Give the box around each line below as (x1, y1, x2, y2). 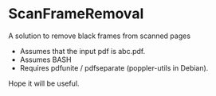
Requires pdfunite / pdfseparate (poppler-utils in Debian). (19, 63, 209, 72)
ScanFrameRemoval (8, 5, 144, 23)
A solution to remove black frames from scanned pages (8, 31, 191, 40)
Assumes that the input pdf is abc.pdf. (19, 46, 146, 56)
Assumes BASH (19, 55, 72, 64)
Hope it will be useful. (8, 79, 80, 88)
